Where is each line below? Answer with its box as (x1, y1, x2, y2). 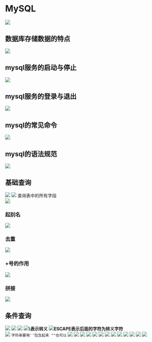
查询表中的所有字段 (17, 192, 57, 198)
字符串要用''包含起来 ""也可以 (11, 333, 67, 338)
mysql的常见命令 (5, 121, 57, 129)
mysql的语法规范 (5, 150, 57, 158)
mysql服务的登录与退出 (5, 92, 77, 101)
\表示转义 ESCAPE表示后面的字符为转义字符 (28, 326, 123, 332)
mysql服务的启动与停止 (5, 63, 77, 72)
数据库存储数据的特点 (5, 35, 70, 43)
